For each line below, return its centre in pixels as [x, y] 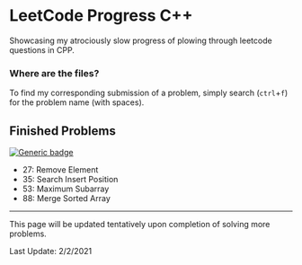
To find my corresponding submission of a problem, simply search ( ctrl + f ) [149, 93]
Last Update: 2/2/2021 [51, 252]
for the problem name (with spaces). [77, 102]
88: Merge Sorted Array [66, 199]
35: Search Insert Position [70, 180]
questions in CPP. [42, 49]
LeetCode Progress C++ [101, 16]
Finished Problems [63, 131]
